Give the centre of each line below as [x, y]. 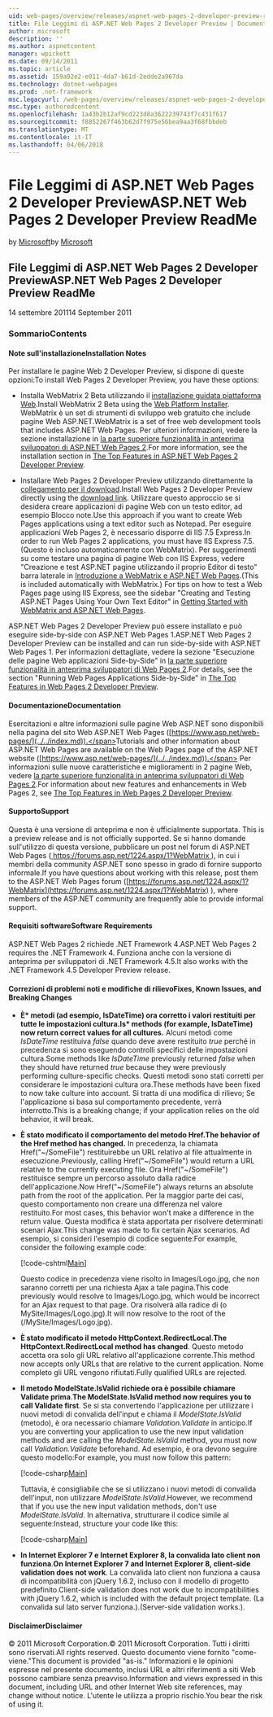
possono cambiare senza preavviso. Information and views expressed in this [135, 1679]
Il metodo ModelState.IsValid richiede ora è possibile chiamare [128, 1388]
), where [225, 890]
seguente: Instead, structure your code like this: [99, 1524]
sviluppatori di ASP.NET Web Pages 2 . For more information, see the [134, 448]
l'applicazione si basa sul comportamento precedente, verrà [121, 1102]
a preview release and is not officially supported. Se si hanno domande [127, 838]
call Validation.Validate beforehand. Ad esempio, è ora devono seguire [139, 1449]
